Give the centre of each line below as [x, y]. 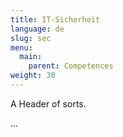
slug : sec [31, 38]
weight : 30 [33, 76]
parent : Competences [71, 66]
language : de [37, 29]
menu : [21, 47]
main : [31, 57]
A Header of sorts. [48, 103]
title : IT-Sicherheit [55, 19]
